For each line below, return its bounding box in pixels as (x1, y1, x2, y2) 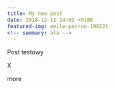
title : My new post (7, 10, 63, 17)
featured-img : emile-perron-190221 (7, 23, 109, 30)
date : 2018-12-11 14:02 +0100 (7, 16, 94, 23)
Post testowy (7, 48, 44, 56)
